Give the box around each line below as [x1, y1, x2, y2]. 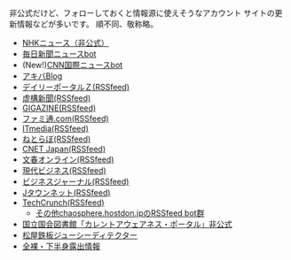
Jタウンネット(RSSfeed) [21, 187, 111, 197]
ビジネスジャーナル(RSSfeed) [21, 176, 130, 187]
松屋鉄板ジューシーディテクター [21, 230, 138, 241]
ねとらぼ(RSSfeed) [21, 134, 91, 144]
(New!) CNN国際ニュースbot [21, 60, 123, 70]
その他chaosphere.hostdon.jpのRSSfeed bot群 [35, 208, 205, 218]
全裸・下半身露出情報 [21, 241, 100, 251]
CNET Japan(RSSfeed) [21, 144, 106, 154]
